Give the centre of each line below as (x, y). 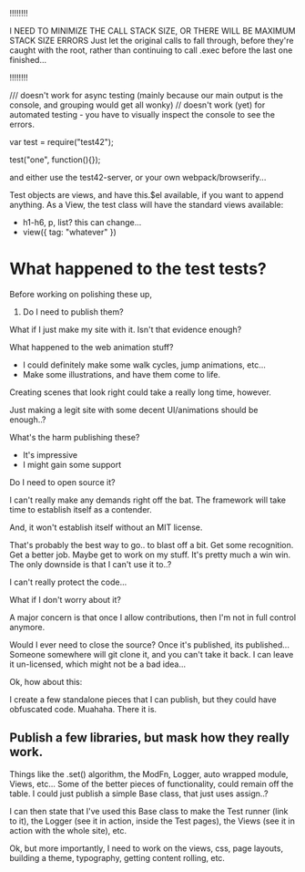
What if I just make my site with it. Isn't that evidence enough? (126, 329)
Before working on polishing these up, (81, 294)
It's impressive (50, 454)
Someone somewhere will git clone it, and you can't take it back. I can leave (152, 654)
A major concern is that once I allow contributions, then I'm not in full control (153, 617)
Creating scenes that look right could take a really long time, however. (140, 392)
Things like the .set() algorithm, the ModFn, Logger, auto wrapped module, (149, 773)
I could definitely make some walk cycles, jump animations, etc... (144, 365)
